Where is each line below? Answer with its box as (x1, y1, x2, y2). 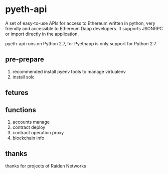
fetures (5, 89, 29, 97)
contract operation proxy (12, 129, 64, 135)
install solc (12, 74, 35, 80)
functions (5, 106, 36, 114)
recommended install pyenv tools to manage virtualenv (12, 68, 126, 74)
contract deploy (12, 124, 46, 130)
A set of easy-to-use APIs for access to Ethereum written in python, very (5, 20, 155, 26)
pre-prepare (5, 55, 44, 64)
